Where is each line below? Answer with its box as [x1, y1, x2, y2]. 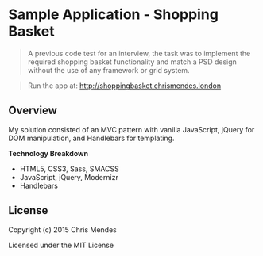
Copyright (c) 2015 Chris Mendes [8, 224, 117, 235]
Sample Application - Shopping [8, 6, 219, 24]
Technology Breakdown [8, 148, 89, 158]
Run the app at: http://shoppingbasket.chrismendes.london [27, 81, 221, 90]
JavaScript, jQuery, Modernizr [19, 172, 119, 181]
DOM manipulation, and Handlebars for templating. [8, 133, 175, 143]
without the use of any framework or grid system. [27, 65, 190, 75]
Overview [8, 104, 58, 117]
